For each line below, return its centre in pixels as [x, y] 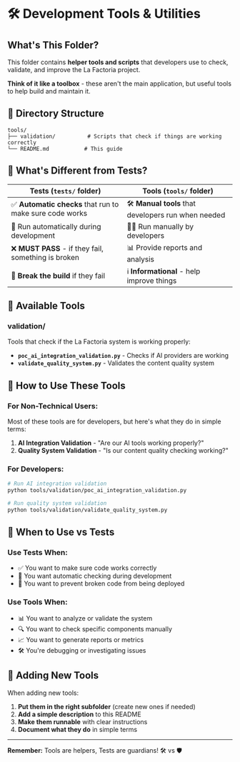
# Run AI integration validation [57, 484]
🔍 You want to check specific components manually [95, 628]
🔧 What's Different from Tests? [77, 171]
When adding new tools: [43, 693]
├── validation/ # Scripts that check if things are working [115, 136]
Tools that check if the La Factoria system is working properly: [99, 342]
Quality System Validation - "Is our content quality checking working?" [123, 450]
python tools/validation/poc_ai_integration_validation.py [97, 491]
